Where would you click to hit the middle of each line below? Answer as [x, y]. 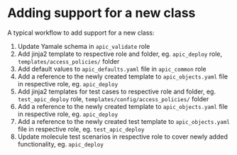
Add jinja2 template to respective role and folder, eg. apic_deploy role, [120, 54]
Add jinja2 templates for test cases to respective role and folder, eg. [117, 91]
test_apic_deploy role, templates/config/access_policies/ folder [113, 99]
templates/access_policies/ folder [68, 61]
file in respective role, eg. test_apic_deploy [81, 129]
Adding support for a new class [101, 13]
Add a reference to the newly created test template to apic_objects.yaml [124, 121]
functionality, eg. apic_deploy [61, 144]
